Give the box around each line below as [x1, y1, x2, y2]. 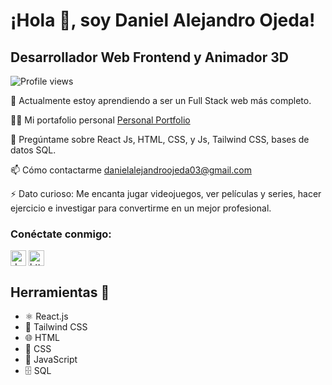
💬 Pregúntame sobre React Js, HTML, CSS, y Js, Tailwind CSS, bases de [10, 134, 310, 145]
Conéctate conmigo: [10, 227, 112, 241]
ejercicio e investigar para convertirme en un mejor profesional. [10, 202, 272, 214]
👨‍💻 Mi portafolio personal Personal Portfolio [10, 114, 191, 126]
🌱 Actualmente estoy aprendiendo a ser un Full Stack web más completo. [10, 95, 312, 106]
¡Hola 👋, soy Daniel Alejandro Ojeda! [10, 9, 316, 32]
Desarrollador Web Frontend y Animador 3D [10, 49, 289, 66]
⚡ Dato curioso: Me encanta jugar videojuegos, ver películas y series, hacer [10, 188, 322, 199]
